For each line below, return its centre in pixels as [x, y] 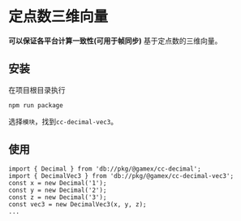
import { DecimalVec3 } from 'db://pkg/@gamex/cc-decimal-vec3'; [121, 175]
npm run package [36, 105]
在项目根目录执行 [37, 89]
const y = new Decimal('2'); [58, 190]
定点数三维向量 [58, 17]
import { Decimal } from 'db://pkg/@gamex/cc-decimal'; [105, 169]
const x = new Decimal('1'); [58, 183]
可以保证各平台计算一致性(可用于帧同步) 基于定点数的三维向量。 [115, 41]
